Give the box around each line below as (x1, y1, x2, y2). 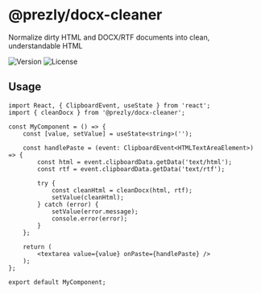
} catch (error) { (37, 200, 99, 208)
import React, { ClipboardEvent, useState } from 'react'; (8, 101, 211, 110)
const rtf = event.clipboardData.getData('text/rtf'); (37, 165, 226, 173)
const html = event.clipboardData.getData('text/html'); (37, 157, 232, 166)
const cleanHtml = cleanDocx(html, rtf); (51, 186, 193, 195)
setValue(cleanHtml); (51, 193, 125, 201)
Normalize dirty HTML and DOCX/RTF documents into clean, (8, 32, 210, 42)
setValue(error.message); (51, 208, 139, 216)
